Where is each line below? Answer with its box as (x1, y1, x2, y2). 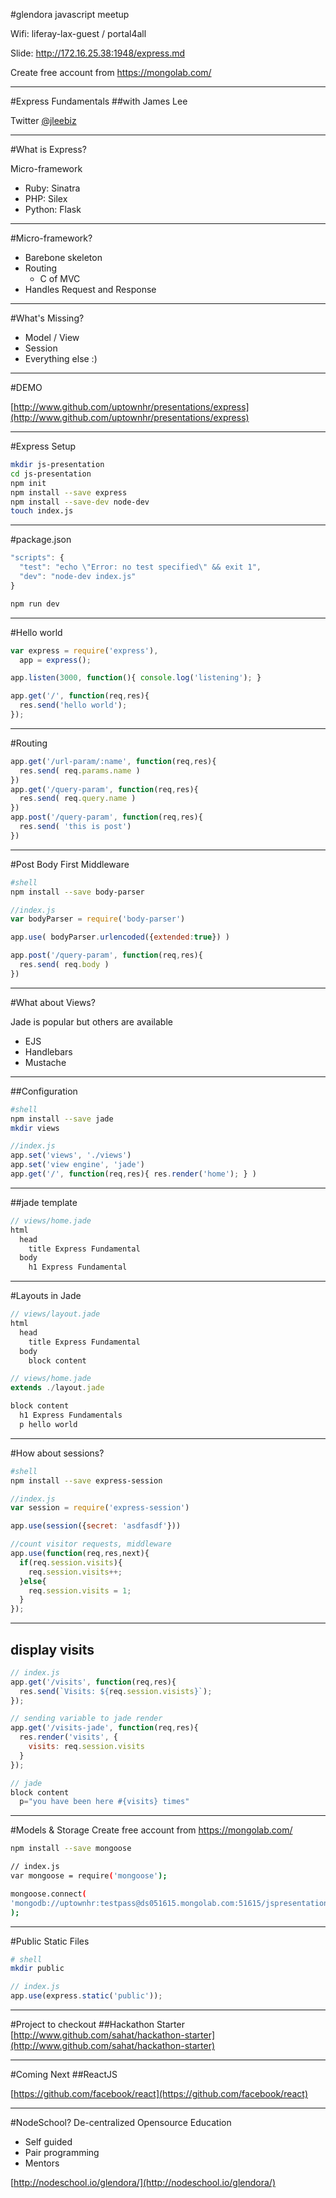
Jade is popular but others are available (10, 1015, 173, 1028)
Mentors (24, 2157, 60, 2169)
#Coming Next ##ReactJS (10, 2069, 118, 2081)
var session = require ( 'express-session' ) (10, 1503, 190, 1513)
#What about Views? (10, 996, 96, 1008)
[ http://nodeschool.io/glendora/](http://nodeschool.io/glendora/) (10, 2177, 277, 2189)
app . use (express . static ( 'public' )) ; (10, 1991, 163, 2001)
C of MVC (39, 273, 81, 284)
